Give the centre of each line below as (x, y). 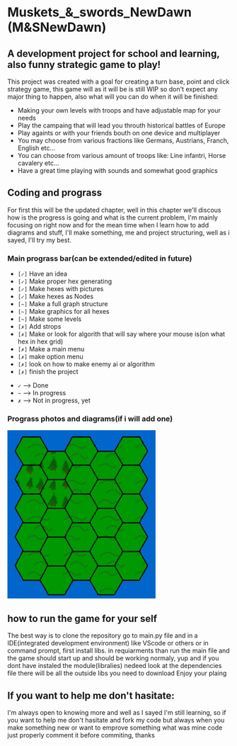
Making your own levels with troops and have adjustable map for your (119, 110)
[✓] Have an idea (42, 274)
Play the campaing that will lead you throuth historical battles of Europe (122, 125)
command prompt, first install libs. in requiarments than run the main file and (118, 651)
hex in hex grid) (40, 341)
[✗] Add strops (39, 327)
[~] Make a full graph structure (63, 304)
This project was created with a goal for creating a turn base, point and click (118, 81)
